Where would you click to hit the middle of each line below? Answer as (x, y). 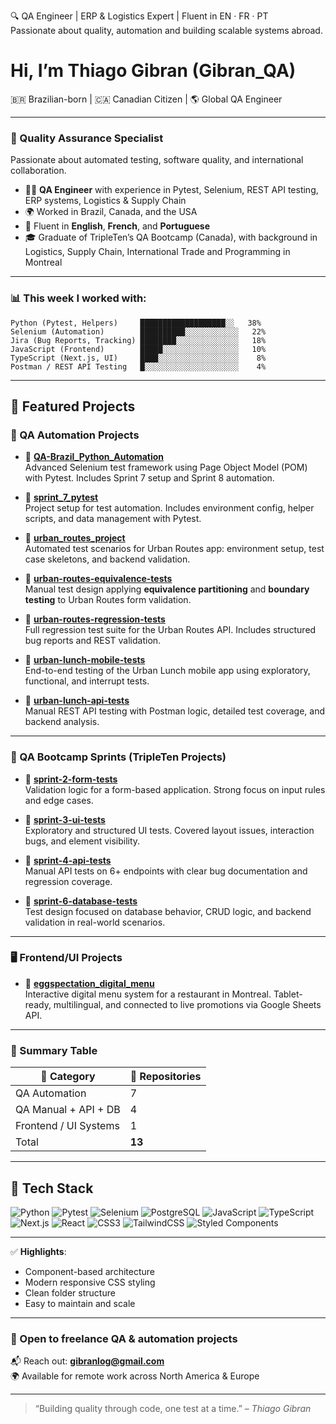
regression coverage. (68, 881)
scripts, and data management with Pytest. (113, 519)
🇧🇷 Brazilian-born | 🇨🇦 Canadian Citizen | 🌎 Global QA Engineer (146, 99)
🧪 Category (68, 1077)
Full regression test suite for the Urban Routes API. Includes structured (170, 630)
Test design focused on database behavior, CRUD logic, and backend (168, 911)
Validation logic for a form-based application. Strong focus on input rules (175, 789)
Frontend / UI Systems (67, 1126)
